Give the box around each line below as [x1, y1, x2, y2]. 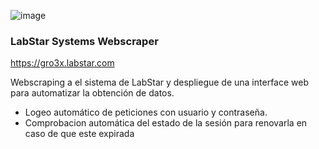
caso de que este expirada [24, 128, 135, 140]
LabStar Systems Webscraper [10, 34, 159, 48]
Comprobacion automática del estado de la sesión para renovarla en [24, 117, 308, 129]
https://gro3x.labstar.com [10, 57, 115, 69]
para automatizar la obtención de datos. [10, 87, 175, 99]
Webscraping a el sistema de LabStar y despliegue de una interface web [10, 76, 309, 89]
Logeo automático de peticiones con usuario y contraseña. [24, 106, 268, 119]
